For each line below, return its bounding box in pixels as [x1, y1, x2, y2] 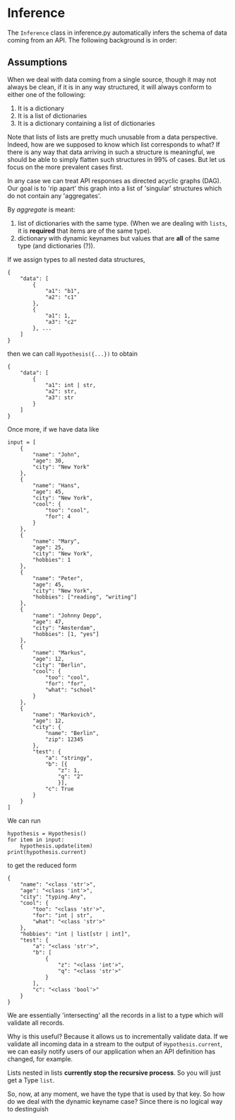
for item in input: [7, 836, 65, 843]
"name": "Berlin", [44, 729, 100, 737]
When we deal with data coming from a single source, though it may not [7, 75, 217, 83]
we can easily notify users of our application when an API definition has [7, 1047, 216, 1056]
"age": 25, [32, 543, 65, 551]
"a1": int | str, [44, 381, 97, 388]
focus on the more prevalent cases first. [7, 163, 123, 171]
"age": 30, [32, 457, 65, 464]
